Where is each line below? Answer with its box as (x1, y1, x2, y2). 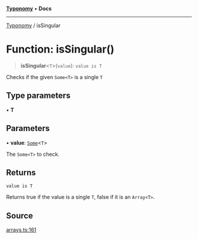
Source (6, 211, 34, 221)
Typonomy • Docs (6, 5, 52, 12)
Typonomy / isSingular (6, 22, 61, 29)
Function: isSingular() (6, 42, 115, 56)
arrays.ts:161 (6, 227, 37, 234)
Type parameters (6, 91, 71, 101)
